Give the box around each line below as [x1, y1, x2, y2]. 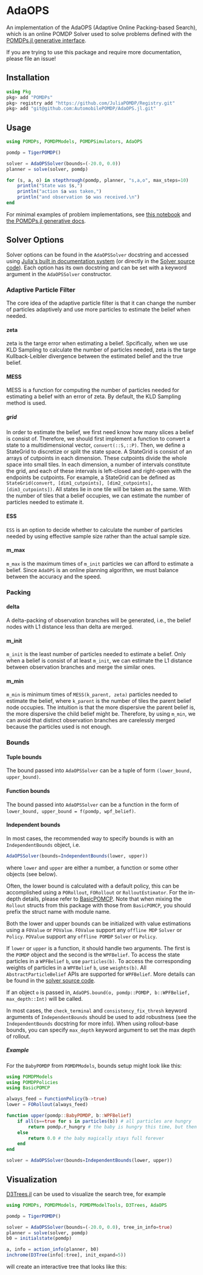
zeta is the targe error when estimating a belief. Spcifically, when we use [6, 340, 188, 347]
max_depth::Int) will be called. [6, 995, 83, 1002]
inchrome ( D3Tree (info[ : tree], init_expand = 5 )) [6, 1252, 126, 1259]
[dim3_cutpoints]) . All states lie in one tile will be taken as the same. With [6, 486, 191, 493]
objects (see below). [6, 870, 58, 877]
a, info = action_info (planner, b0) [6, 1246, 99, 1253]
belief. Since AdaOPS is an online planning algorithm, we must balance [6, 566, 179, 573]
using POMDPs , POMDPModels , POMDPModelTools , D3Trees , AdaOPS [6, 1202, 167, 1208]
